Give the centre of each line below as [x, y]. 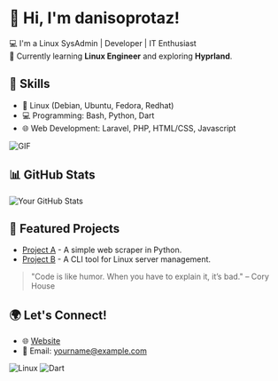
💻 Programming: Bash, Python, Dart [88, 115]
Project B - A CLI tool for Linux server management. [116, 259]
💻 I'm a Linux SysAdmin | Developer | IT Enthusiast [103, 43]
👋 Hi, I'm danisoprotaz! [94, 18]
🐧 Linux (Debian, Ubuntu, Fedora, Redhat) [98, 105]
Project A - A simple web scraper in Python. [102, 250]
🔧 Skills [30, 84]
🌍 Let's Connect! [58, 315]
